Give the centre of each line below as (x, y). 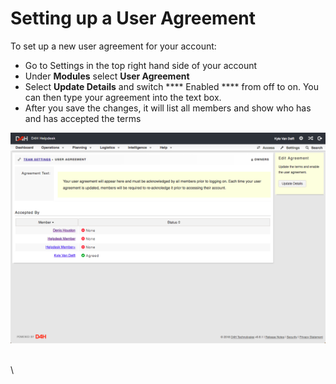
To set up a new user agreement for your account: (113, 46)
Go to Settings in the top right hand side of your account (141, 65)
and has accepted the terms (83, 118)
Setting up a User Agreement (133, 18)
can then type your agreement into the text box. (123, 97)
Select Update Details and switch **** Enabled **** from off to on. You (172, 86)
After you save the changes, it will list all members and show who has (168, 108)
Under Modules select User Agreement (107, 76)
